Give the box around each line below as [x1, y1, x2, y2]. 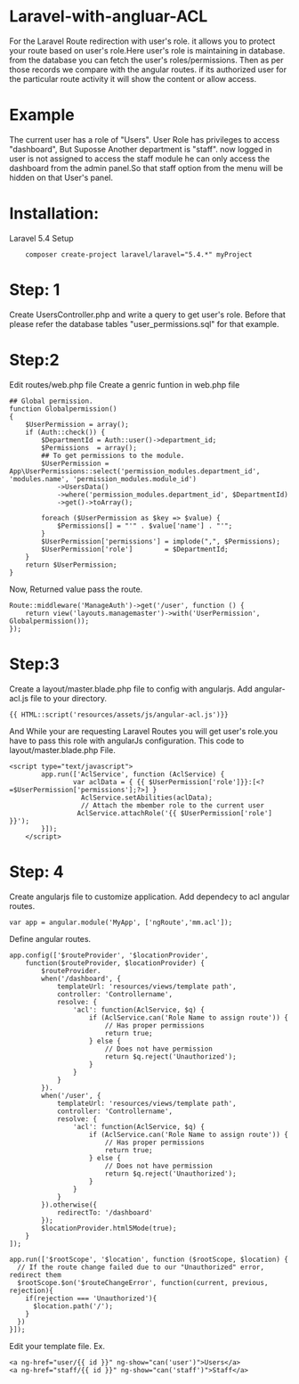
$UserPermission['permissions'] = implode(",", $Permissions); [41, 536, 280, 545]
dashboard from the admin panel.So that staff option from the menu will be [9, 162, 283, 173]
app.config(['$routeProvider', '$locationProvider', [9, 951, 209, 960]
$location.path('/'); [32, 1301, 114, 1311]
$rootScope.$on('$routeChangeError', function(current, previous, [17, 1278, 269, 1287]
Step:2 [9, 349, 60, 370]
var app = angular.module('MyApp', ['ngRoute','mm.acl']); [9, 918, 233, 927]
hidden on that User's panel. [9, 172, 114, 183]
